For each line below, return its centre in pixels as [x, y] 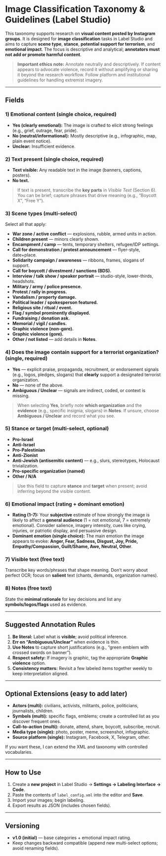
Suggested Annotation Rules [50, 625]
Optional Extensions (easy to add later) [66, 693]
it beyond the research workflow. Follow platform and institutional [84, 74]
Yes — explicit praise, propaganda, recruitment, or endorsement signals [85, 369]
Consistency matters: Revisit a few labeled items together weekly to [82, 668]
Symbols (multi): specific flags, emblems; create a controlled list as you [86, 716]
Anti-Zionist [25, 455]
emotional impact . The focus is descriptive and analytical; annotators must [83, 49]
